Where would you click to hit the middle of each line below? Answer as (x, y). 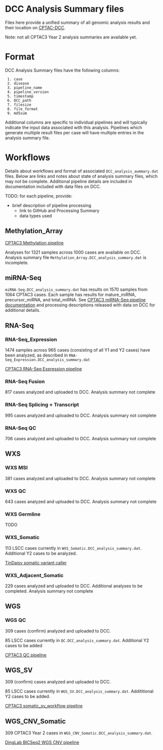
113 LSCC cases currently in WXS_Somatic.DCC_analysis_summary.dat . (73, 548)
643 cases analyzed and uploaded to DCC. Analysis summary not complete (81, 502)
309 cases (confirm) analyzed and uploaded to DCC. (58, 631)
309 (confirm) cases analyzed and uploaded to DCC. (58, 682)
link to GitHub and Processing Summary (59, 210)
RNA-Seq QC (21, 428)
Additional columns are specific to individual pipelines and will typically (76, 122)
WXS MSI (16, 468)
